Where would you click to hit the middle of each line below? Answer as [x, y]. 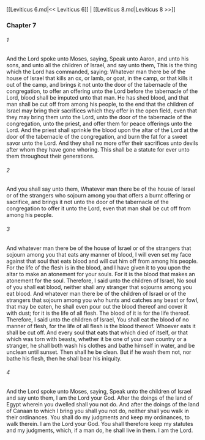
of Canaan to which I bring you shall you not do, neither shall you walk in [98, 411]
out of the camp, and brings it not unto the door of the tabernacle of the [97, 85]
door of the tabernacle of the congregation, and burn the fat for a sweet [97, 137]
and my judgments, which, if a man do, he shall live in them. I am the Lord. [100, 430]
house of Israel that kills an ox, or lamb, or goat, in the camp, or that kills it [99, 78]
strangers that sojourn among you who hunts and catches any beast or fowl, [102, 300]
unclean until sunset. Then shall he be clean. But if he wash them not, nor [99, 352]
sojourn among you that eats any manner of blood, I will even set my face [99, 254]
